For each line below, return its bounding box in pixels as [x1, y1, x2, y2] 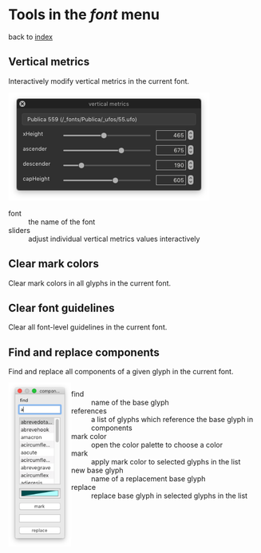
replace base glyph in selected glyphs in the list [91, 491, 248, 500]
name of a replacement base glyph [91, 474, 206, 484]
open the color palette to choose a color [91, 440, 223, 450]
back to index [8, 32, 53, 41]
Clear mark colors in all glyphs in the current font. [8, 278, 172, 288]
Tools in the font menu [8, 6, 160, 24]
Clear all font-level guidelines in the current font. [8, 322, 168, 332]
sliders [8, 225, 30, 235]
